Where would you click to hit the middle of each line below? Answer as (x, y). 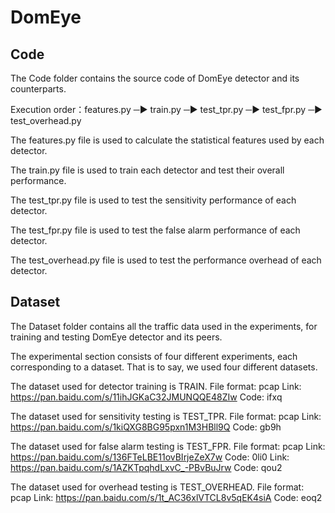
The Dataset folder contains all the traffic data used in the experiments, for (164, 326)
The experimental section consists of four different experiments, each (154, 356)
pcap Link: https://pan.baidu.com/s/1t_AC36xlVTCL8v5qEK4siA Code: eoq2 (166, 497)
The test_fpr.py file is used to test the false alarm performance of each (155, 230)
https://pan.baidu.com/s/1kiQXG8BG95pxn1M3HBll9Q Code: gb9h (146, 427)
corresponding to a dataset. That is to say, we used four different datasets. (164, 367)
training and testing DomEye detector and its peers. (116, 337)
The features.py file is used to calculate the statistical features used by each (167, 140)
